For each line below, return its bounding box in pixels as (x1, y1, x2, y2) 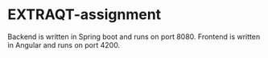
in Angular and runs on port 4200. (7, 40, 121, 49)
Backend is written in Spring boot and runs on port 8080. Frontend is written (7, 32, 261, 41)
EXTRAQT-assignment (7, 6, 162, 24)
